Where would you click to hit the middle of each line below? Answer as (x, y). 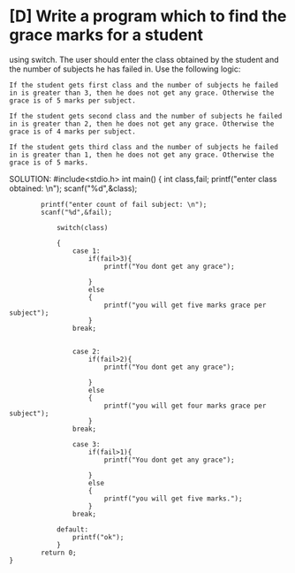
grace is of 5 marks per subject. (73, 100)
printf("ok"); (98, 537)
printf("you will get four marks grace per (185, 405)
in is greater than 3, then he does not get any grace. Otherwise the (142, 93)
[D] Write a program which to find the (148, 16)
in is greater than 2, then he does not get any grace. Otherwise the (142, 124)
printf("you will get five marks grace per (185, 305)
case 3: (86, 444)
